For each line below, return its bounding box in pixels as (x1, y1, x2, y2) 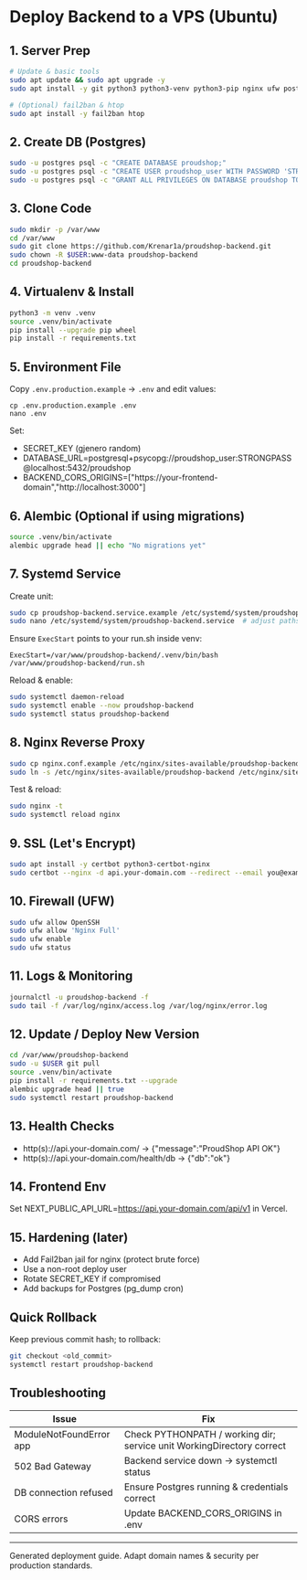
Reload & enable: (9, 674, 73, 686)
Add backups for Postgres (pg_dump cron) (22, 1283, 185, 1294)
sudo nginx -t (9, 801, 64, 811)
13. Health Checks (9, 1119, 115, 1134)
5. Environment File (9, 359, 122, 375)
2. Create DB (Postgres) (9, 134, 147, 150)
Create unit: (9, 590, 54, 601)
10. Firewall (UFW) (9, 894, 115, 909)
